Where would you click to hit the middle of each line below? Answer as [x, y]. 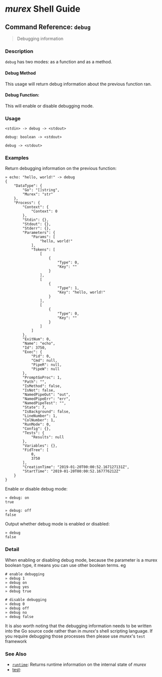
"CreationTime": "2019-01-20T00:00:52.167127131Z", [76, 467]
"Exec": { [32, 352]
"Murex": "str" [38, 194]
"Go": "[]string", [41, 190]
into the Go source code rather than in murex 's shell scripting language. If [79, 631]
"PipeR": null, [46, 365]
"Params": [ [43, 237]
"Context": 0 [44, 211]
